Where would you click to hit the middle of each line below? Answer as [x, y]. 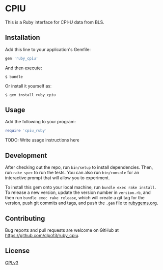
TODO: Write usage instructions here [42, 140]
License [17, 251]
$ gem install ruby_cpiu [30, 95]
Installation [23, 38]
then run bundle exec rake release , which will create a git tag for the [75, 198]
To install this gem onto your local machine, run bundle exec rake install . [81, 188]
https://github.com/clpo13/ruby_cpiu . [42, 235]
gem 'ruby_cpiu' [22, 58]
